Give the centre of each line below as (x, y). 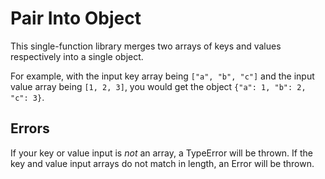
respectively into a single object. (77, 56)
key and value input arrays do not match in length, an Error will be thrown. (162, 163)
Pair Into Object (76, 18)
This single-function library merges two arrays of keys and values (146, 46)
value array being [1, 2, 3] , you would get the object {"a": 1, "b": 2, (158, 86)
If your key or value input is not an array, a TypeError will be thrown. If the (161, 153)
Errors (30, 128)
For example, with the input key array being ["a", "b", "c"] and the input (162, 76)
